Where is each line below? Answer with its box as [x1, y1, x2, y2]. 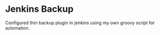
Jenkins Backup [5, 3, 74, 15]
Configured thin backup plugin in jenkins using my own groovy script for [5, 20, 155, 26]
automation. [5, 25, 30, 31]
